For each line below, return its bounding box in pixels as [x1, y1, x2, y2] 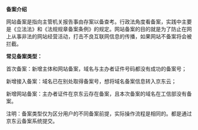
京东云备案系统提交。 [6, 118, 58, 124]
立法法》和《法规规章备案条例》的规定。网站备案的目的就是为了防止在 [16, 26, 187, 32]
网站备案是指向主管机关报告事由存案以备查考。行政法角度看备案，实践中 [6, 18, 181, 25]
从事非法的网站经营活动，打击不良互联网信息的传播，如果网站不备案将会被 [11, 33, 192, 40]
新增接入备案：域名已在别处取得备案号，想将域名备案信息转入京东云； [6, 78, 177, 85]
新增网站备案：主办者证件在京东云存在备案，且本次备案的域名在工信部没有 [6, 91, 187, 97]
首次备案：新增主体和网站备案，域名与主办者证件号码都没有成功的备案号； [6, 65, 187, 72]
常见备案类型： [6, 53, 42, 59]
